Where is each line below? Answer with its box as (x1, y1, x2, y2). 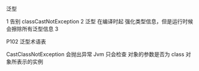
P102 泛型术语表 (6, 38, 46, 45)
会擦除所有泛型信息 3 (6, 26, 59, 32)
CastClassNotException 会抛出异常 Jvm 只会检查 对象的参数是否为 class (6, 51, 185, 58)
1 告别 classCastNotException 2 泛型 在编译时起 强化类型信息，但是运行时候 (6, 18, 194, 25)
